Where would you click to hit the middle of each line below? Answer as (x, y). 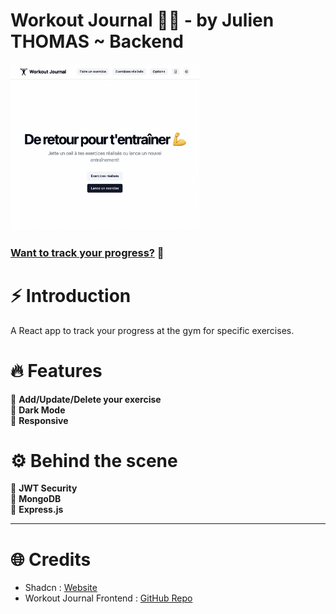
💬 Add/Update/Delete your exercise (86, 399)
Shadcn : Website (61, 588)
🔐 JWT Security (44, 488)
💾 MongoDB (36, 499)
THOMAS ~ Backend (97, 41)
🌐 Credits (51, 559)
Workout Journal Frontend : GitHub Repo (108, 598)
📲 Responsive (39, 420)
